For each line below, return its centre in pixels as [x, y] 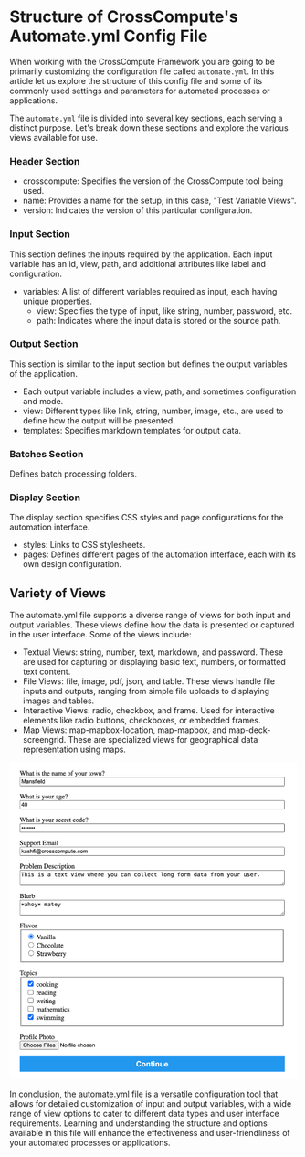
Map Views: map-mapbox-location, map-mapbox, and [125, 730]
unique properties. [58, 301]
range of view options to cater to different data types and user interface [145, 1113]
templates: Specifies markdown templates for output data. [132, 430]
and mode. [43, 401]
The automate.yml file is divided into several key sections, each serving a [146, 118]
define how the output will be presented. [99, 420]
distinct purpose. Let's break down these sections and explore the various [149, 128]
